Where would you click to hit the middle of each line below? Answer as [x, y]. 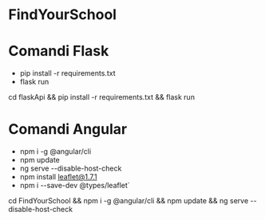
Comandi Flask [59, 51]
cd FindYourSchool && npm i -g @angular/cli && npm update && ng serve [129, 201]
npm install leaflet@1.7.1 [58, 177]
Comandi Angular [68, 130]
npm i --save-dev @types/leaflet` [75, 186]
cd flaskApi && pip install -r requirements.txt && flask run [102, 97]
